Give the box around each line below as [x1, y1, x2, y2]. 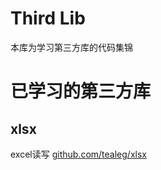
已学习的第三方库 [10, 80, 152, 103]
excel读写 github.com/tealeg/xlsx [10, 148, 147, 160]
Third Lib [10, 7, 86, 30]
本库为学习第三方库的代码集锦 [10, 41, 133, 53]
